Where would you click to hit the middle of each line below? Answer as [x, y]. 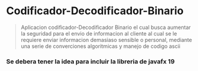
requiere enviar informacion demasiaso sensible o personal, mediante [106, 40]
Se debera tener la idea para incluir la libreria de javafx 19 [90, 62]
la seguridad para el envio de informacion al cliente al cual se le [99, 33]
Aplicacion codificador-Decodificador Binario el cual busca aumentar [106, 27]
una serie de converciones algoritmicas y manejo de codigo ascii [100, 46]
